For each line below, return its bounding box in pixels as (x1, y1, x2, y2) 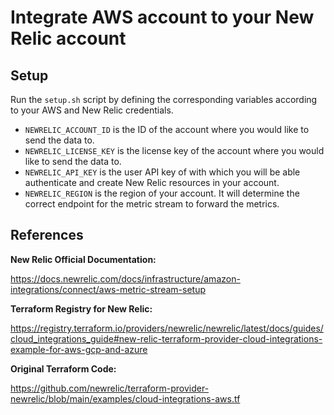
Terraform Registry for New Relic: (10, 302, 153, 315)
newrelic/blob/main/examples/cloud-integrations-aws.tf (10, 392, 241, 405)
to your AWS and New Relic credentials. (10, 104, 174, 116)
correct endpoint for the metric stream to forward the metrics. (24, 198, 280, 210)
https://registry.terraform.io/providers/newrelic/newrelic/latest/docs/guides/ (10, 322, 324, 334)
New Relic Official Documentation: (10, 253, 157, 265)
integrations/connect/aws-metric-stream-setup (10, 283, 207, 295)
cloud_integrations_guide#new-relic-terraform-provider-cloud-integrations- (10, 332, 323, 345)
